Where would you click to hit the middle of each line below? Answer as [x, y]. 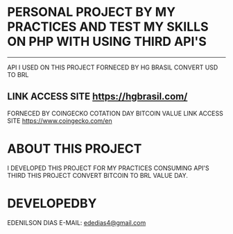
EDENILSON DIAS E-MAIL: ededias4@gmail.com [77, 222]
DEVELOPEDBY [52, 203]
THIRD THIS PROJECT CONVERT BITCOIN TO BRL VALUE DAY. [98, 175]
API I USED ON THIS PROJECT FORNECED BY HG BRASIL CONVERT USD [113, 67]
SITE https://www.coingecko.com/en [60, 120]
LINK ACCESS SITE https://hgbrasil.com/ [97, 97]
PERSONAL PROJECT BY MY [91, 12]
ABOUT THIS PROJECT [75, 148]
